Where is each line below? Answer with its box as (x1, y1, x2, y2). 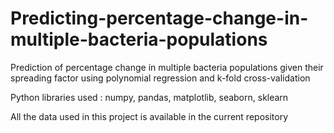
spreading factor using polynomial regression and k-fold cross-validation (10, 72, 311, 84)
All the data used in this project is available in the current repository (10, 110, 289, 122)
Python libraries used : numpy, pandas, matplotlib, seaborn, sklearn (10, 91, 289, 103)
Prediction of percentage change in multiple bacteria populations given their (10, 61, 324, 73)
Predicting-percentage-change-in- (10, 7, 309, 30)
